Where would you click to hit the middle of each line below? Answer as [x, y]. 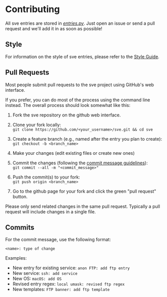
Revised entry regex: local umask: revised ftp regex [69, 284]
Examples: [16, 258]
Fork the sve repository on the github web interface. [67, 115]
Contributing [33, 9]
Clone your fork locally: [37, 125]
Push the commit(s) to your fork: [46, 177]
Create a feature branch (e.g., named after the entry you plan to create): [87, 139]
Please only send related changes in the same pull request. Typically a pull [83, 206]
